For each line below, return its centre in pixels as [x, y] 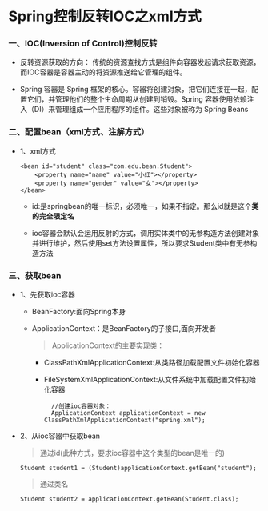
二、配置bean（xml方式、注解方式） [79, 132]
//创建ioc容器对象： [81, 406]
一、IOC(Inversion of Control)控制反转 [83, 43]
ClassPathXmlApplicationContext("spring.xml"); [124, 421]
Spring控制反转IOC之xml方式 [105, 16]
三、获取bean [35, 275]
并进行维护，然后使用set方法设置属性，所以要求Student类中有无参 [141, 243]
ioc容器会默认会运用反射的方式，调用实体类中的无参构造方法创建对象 [146, 233]
